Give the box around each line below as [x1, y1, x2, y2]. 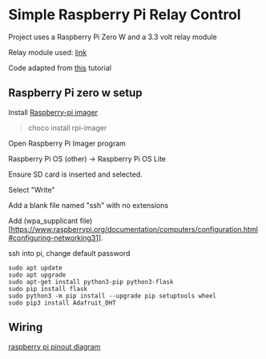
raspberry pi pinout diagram [8, 341, 101, 351]
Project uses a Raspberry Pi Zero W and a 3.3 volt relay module [8, 32, 218, 42]
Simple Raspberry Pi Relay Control [8, 6, 242, 24]
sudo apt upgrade [8, 270, 66, 279]
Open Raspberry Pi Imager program [8, 138, 127, 148]
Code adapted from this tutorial [8, 62, 112, 73]
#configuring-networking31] [8, 233, 102, 242]
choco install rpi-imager [27, 122, 107, 133]
